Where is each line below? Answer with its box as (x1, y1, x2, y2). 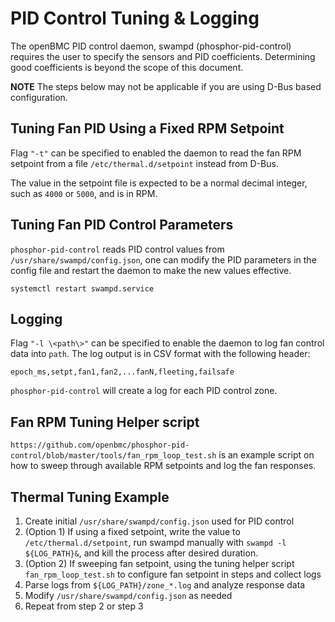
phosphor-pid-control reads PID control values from (10, 243, 225, 255)
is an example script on (218, 449, 315, 461)
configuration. (10, 91, 68, 103)
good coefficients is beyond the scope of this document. (10, 61, 244, 73)
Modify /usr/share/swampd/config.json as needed (24, 590, 233, 601)
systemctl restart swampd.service (10, 283, 155, 294)
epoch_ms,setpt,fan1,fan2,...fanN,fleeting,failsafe (10, 367, 235, 377)
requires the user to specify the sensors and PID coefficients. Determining (10, 50, 316, 62)
